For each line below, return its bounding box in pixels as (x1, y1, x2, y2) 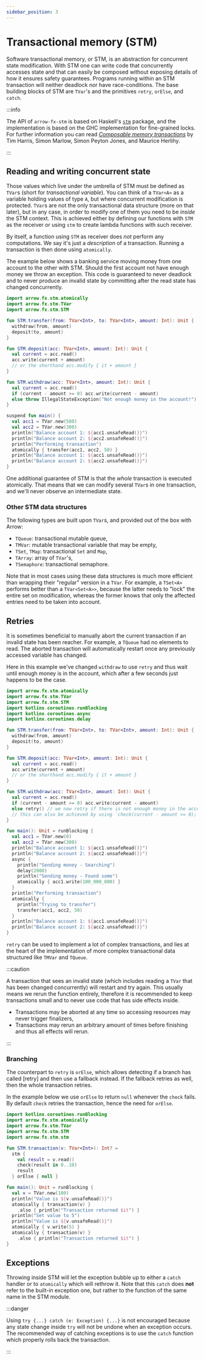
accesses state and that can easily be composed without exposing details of (6, 68, 198, 75)
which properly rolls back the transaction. (6, 1336, 110, 1344)
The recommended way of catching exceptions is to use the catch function (6, 1330, 194, 1337)
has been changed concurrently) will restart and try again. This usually (6, 984, 183, 991)
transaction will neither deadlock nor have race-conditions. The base (6, 81, 179, 88)
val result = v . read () (17, 1156, 75, 1162)
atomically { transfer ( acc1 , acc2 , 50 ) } (12, 446, 118, 453)
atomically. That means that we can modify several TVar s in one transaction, (6, 481, 197, 488)
